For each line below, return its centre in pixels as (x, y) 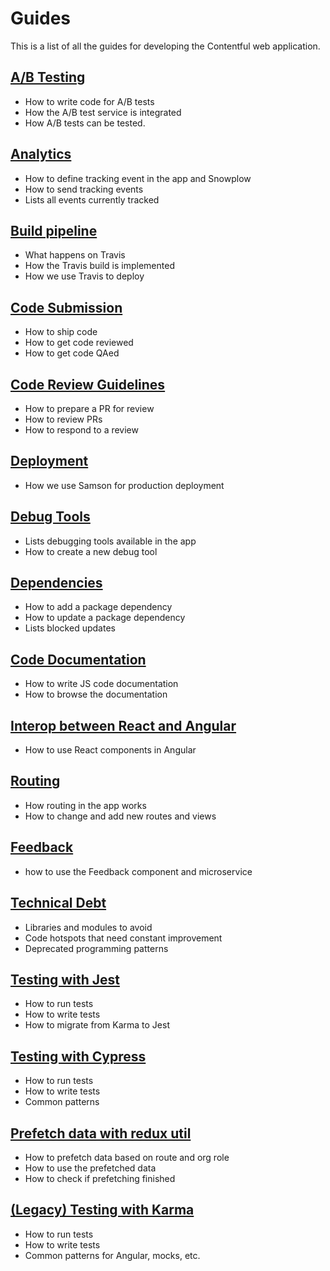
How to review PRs (63, 419)
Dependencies (56, 583)
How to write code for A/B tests (89, 101)
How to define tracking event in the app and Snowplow (138, 178)
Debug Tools (50, 517)
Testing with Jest (65, 979)
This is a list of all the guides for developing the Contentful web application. (165, 46)
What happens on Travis (75, 255)
